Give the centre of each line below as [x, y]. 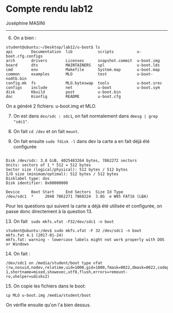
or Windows [17, 244]
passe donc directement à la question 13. [49, 211]
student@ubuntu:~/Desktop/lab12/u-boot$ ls [53, 47]
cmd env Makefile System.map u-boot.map [83, 70]
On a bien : [25, 38]
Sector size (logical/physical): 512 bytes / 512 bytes [67, 170]
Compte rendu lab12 [50, 9]
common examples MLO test [56, 74]
